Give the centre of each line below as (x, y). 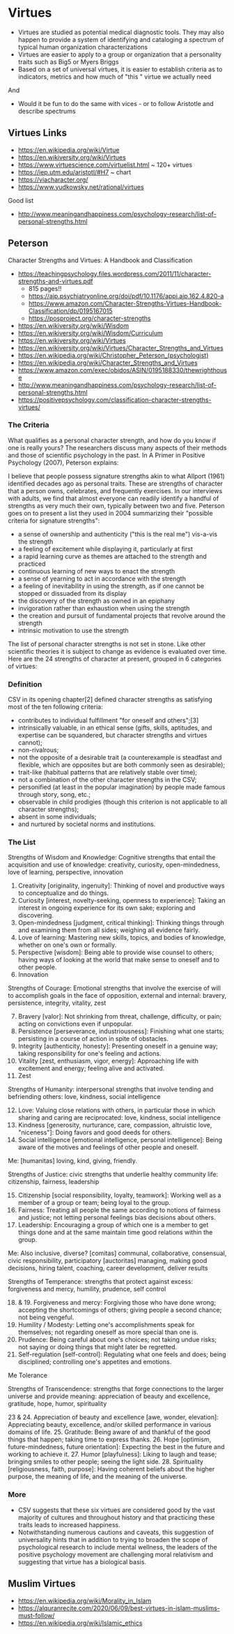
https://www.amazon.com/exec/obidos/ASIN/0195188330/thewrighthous (122, 370)
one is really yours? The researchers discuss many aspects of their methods (117, 447)
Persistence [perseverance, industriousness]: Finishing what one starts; (121, 1031)
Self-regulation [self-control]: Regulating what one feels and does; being (122, 1354)
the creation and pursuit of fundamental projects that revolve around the (122, 615)
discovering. (36, 915)
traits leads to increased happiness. (69, 1524)
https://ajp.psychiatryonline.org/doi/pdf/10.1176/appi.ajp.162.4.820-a (126, 296)
